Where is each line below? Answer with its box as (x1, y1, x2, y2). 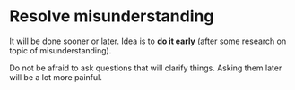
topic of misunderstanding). (9, 45, 112, 55)
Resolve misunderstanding (9, 6, 214, 27)
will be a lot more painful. (9, 71, 103, 82)
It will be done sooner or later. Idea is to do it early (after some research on (9, 36, 287, 46)
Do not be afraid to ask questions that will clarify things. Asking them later (9, 62, 282, 73)
